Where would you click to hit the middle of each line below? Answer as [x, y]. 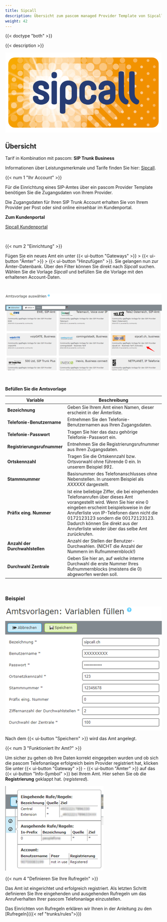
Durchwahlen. [81, 546]
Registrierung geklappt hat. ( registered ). [47, 779]
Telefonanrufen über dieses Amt [100, 496]
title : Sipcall [21, 10]
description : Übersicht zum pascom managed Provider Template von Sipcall [84, 16]
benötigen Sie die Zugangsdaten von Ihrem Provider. [59, 193]
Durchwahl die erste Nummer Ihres [103, 564]
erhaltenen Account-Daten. [33, 277]
